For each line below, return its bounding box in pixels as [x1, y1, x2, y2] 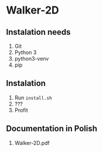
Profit [14, 107, 28, 114]
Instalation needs [6, 27, 71, 37]
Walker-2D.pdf [14, 139, 50, 146]
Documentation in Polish [6, 124, 98, 134]
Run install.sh [14, 94, 52, 101]
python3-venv [14, 55, 49, 62]
